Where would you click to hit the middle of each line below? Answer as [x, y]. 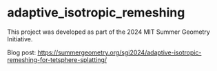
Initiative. [20, 39]
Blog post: [22, 52]
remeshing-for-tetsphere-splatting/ [57, 59]
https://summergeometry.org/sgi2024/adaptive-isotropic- [120, 52]
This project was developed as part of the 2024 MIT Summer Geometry [108, 32]
